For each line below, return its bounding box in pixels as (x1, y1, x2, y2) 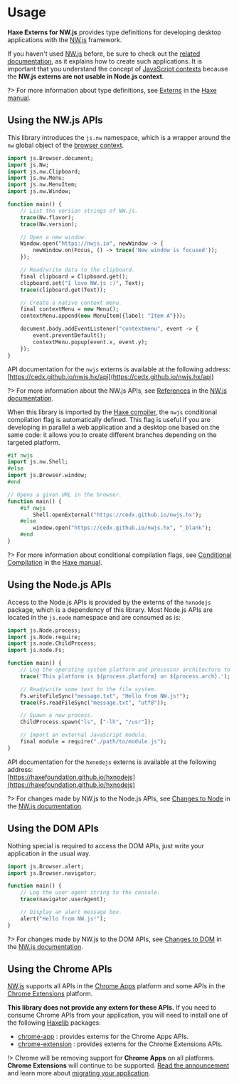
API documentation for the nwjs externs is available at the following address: (7, 365, 231, 373)
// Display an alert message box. (20, 908, 122, 915)
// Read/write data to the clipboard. (20, 266, 135, 273)
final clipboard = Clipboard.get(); (20, 273, 129, 280)
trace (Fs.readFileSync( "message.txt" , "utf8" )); (20, 699, 167, 706)
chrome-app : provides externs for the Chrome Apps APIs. (17, 1033, 189, 1041)
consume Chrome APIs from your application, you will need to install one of (7, 1011, 228, 1020)
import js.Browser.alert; (7, 863, 84, 870)
